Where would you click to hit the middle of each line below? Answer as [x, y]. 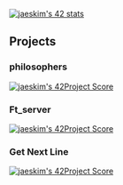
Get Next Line [39, 151]
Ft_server [30, 109]
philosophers [38, 67]
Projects [33, 41]
